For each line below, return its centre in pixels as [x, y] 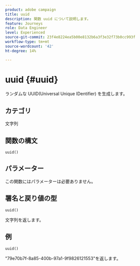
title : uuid [17, 14]
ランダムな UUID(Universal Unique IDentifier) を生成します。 [66, 94]
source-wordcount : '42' [30, 46]
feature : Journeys [24, 23]
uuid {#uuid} [32, 80]
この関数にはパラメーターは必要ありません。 [51, 181]
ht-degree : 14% [21, 51]
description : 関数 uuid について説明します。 [48, 19]
